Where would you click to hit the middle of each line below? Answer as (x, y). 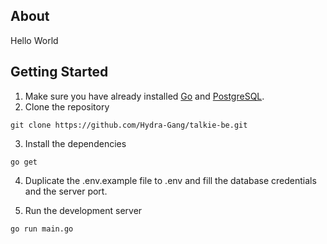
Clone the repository (67, 106)
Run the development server (83, 210)
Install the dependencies (75, 143)
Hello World (34, 40)
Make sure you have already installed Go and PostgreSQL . (144, 96)
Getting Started (59, 72)
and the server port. (66, 191)
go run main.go (42, 229)
